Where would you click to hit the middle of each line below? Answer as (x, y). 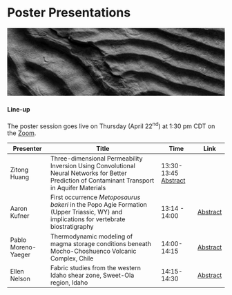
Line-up (19, 110)
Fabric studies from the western (96, 267)
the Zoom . (22, 133)
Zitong (19, 170)
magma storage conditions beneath (101, 243)
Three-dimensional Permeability (97, 159)
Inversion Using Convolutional (93, 166)
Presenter (27, 148)
